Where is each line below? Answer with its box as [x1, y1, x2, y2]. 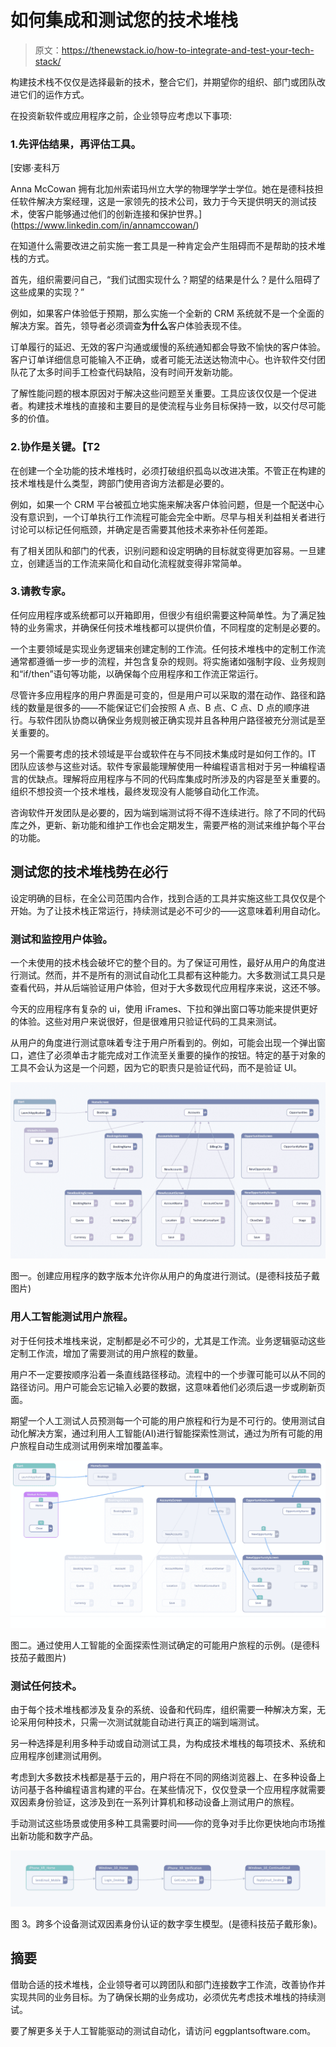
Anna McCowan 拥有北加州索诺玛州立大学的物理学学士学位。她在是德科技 [10, 183, 315, 195]
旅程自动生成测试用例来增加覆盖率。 [18, 1439, 168, 1451]
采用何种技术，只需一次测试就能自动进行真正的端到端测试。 [18, 1716, 265, 1728]
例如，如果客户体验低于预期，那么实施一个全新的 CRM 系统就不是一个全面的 [10, 307, 325, 320]
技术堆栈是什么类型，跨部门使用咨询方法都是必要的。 [10, 477, 230, 489]
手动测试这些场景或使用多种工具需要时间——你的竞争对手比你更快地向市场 [10, 1817, 317, 1830]
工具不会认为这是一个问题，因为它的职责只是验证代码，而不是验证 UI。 [10, 1061, 303, 1073]
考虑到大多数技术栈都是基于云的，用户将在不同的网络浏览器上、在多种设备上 [10, 1771, 326, 1783]
